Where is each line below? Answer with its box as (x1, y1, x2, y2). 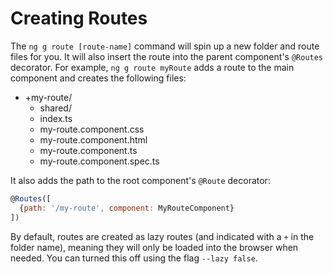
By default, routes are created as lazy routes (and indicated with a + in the (10, 230, 315, 242)
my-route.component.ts (39, 144, 138, 156)
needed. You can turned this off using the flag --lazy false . (10, 252, 258, 264)
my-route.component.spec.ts (39, 155, 160, 167)
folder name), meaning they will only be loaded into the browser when (10, 241, 299, 253)
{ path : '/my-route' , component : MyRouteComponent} (19, 203, 235, 213)
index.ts (39, 112, 73, 124)
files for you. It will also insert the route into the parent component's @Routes (10, 50, 324, 62)
